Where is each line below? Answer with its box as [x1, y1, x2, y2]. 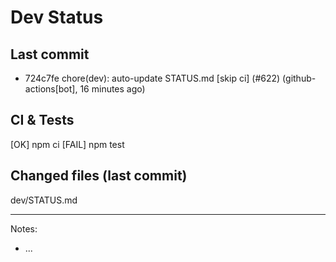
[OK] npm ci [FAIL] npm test [10, 138, 125, 150]
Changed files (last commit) [10, 167, 188, 185]
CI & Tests [10, 112, 75, 129]
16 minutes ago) [79, 83, 146, 95]
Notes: [10, 222, 38, 235]
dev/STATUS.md [10, 194, 78, 206]
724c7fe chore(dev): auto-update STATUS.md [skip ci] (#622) [24, 72, 281, 84]
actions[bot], [24, 83, 78, 95]
